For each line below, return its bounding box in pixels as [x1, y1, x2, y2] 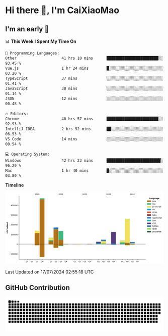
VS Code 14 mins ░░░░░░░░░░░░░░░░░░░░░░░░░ [5, 136, 163, 141]
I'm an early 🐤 [5, 25, 49, 33]
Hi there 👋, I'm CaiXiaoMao [5, 5, 120, 16]
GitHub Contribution [5, 283, 70, 292]
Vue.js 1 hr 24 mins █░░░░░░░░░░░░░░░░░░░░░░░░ [5, 66, 163, 71]
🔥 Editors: [5, 111, 29, 116]
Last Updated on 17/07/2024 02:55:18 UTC [5, 269, 94, 275]
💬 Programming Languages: [5, 51, 59, 56]
